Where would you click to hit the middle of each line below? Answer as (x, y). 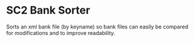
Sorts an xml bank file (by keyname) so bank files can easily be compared (97, 27)
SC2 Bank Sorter (48, 10)
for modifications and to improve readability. (61, 33)
